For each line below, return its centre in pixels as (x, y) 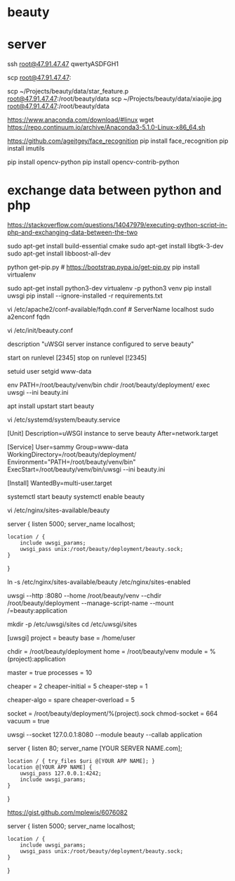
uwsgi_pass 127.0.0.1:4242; (61, 774)
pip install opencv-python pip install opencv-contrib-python (94, 162)
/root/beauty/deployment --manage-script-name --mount (90, 603)
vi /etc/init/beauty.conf (40, 331)
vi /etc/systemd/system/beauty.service (64, 420)
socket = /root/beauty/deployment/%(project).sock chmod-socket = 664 (113, 714)
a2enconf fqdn (29, 317)
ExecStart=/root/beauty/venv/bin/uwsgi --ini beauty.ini (86, 469)
